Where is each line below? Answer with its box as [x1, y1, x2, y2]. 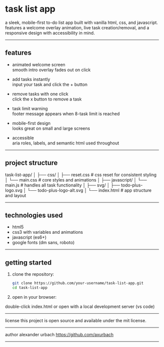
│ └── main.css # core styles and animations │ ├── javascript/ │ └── [5, 177, 147, 183]
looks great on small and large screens [12, 125, 90, 131]
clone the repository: [12, 271, 55, 277]
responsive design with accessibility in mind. [5, 30, 95, 36]
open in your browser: [12, 294, 57, 300]
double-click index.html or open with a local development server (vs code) [5, 304, 155, 309]
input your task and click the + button [12, 82, 88, 87]
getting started [5, 258, 52, 266]
